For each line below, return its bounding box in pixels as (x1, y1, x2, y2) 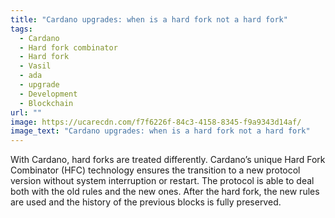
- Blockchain (19, 98, 74, 108)
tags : (10, 24, 33, 34)
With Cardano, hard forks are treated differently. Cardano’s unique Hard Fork (10, 154, 326, 166)
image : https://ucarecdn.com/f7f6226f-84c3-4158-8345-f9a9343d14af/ (10, 117, 302, 127)
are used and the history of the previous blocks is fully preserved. (10, 196, 282, 208)
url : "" (10, 107, 43, 118)
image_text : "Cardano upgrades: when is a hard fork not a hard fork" (10, 126, 311, 136)
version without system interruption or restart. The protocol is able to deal (10, 175, 315, 187)
